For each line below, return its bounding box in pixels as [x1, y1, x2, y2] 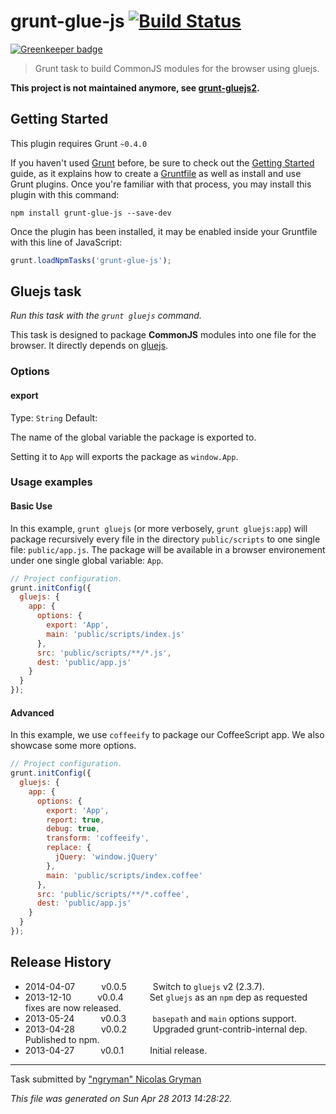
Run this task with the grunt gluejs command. [10, 310, 202, 322]
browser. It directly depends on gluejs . [10, 340, 169, 352]
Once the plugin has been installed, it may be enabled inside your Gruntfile [10, 225, 318, 237]
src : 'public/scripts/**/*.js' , [36, 648, 172, 658]
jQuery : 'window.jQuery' [54, 852, 159, 862]
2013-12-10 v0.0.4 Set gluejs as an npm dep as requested [24, 991, 308, 1003]
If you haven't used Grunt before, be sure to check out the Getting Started [10, 156, 315, 169]
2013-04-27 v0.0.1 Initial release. [24, 1044, 208, 1056]
